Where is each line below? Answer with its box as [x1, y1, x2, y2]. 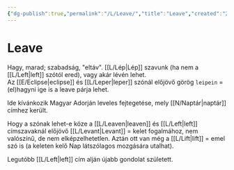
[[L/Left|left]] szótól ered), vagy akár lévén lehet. [7, 70, 147, 78]
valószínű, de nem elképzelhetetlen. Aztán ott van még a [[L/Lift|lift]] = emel [7, 134, 225, 142]
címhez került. [7, 105, 48, 114]
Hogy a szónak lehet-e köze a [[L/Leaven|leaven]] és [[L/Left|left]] [7, 119, 198, 128]
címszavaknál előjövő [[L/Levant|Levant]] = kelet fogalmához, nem [7, 126, 198, 135]
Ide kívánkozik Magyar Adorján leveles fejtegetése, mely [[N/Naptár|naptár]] [7, 99, 226, 107]
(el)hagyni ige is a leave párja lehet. [7, 85, 109, 94]
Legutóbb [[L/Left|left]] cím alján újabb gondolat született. [7, 155, 173, 163]
